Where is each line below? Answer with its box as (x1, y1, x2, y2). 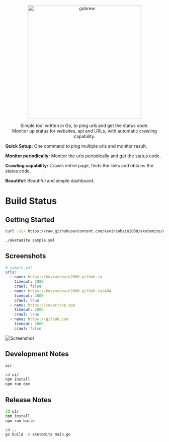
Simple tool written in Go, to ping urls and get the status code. (20, 122, 149, 129)
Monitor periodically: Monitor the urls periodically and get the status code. (5, 153, 161, 159)
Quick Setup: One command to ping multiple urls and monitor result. (5, 143, 147, 149)
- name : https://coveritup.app (10, 302, 75, 307)
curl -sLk (5, 229, 26, 234)
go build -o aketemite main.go (5, 432, 71, 437)
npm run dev (5, 382, 30, 387)
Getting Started (5, 215, 55, 224)
